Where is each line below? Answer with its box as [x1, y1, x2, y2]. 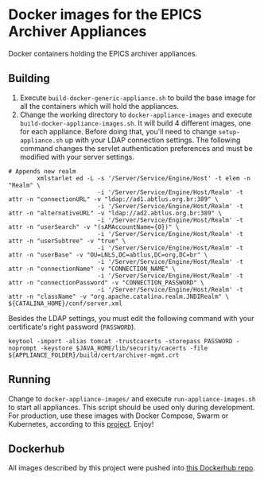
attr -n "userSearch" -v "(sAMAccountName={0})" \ [8, 223, 180, 231]
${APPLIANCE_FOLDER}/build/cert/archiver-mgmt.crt [8, 351, 180, 359]
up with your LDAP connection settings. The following [64, 135, 241, 145]
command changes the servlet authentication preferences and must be [19, 143, 253, 153]
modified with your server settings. [19, 152, 135, 161]
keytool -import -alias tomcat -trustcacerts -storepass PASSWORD [8, 337, 233, 345]
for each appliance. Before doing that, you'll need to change [19, 126, 217, 136]
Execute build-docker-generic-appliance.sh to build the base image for [19, 93, 256, 103]
